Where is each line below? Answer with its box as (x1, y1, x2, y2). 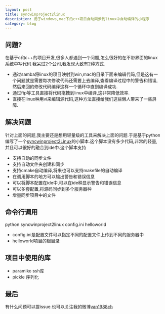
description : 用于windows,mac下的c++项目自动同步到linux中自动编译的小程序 (5, 16, 150, 21)
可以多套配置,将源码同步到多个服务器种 (12, 186, 92, 192)
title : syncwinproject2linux (5, 12, 65, 17)
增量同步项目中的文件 (12, 192, 56, 198)
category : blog (5, 21, 37, 26)
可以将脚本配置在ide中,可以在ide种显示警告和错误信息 (12, 179, 122, 185)
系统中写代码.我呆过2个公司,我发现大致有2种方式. (5, 61, 105, 67)
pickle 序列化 (12, 274, 39, 280)
